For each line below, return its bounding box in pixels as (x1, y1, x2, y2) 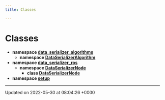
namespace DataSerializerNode (19, 65, 86, 70)
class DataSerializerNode (27, 70, 80, 76)
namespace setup (12, 75, 50, 81)
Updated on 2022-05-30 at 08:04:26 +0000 (5, 89, 95, 95)
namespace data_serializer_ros (12, 60, 78, 66)
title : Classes (5, 7, 36, 12)
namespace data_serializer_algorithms (12, 49, 93, 55)
